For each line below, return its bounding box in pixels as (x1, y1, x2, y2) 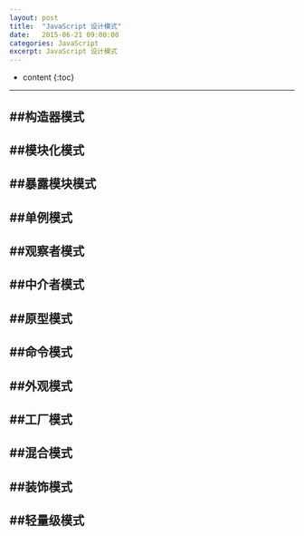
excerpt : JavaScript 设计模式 (9, 47, 118, 56)
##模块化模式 (9, 142, 85, 158)
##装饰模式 (9, 479, 73, 494)
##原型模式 (9, 310, 73, 326)
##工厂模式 (9, 412, 73, 427)
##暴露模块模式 (9, 176, 97, 191)
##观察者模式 (9, 244, 85, 259)
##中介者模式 (9, 278, 85, 293)
